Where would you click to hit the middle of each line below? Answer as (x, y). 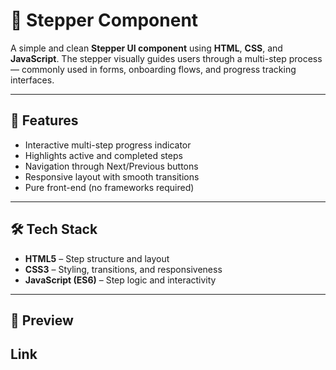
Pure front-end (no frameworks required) (109, 187)
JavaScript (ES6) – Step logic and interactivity (120, 280)
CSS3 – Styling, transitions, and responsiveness (123, 269)
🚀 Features (44, 120)
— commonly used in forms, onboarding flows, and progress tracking (153, 69)
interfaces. (32, 80)
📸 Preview (42, 320)
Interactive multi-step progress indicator (108, 145)
